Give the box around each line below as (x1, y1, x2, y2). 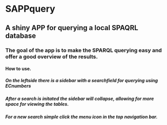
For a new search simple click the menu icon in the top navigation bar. (5, 114, 158, 120)
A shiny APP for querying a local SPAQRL (5, 23, 138, 32)
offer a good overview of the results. (5, 53, 98, 60)
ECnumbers (5, 83, 31, 89)
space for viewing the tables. (5, 101, 69, 107)
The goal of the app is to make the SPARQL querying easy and (5, 46, 162, 54)
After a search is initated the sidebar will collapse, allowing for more (5, 95, 154, 102)
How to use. (5, 66, 32, 72)
